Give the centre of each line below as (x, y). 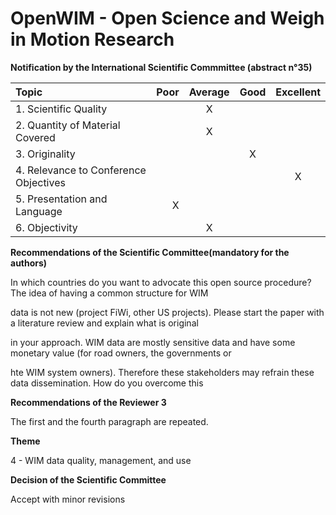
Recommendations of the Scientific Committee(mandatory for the (150, 252)
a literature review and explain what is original (104, 323)
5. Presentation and (61, 199)
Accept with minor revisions (68, 499)
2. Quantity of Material (68, 125)
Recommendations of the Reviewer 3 (88, 402)
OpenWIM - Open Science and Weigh (167, 18)
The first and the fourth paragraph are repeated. (109, 421)
